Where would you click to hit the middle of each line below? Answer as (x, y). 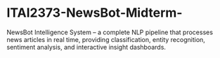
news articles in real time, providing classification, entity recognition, (106, 39)
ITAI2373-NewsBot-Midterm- (95, 13)
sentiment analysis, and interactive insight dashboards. (86, 47)
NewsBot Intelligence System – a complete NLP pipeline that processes (110, 32)
